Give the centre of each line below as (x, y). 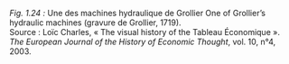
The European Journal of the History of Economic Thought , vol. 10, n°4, (143, 41)
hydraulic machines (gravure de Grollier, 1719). (96, 23)
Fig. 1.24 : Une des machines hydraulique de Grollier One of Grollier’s (138, 13)
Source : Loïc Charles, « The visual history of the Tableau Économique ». (144, 32)
